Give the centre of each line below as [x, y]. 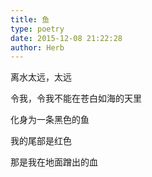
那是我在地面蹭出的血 [54, 162]
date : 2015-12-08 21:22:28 [66, 38]
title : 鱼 [30, 19]
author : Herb [37, 47]
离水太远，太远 [41, 77]
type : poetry [37, 29]
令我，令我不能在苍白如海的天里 [76, 98]
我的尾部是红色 [41, 141]
